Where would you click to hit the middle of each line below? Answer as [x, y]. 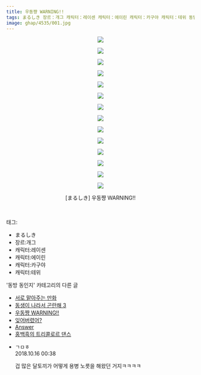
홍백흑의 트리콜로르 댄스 [43, 334]
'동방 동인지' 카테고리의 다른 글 [42, 285]
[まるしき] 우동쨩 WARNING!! [100, 198]
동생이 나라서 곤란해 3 [41, 306]
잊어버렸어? [28, 320]
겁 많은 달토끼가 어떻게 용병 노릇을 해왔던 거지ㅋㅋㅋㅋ [78, 366]
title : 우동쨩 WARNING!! [35, 12]
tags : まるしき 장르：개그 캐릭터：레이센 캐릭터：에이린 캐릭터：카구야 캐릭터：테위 [96, 17]
